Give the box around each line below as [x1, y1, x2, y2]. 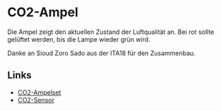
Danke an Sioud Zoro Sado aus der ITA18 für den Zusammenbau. [7, 49, 196, 57]
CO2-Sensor [17, 95, 55, 104]
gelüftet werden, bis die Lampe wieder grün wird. [7, 35, 150, 43]
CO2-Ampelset [17, 88, 61, 96]
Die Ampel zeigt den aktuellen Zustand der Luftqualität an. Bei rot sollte [7, 28, 215, 36]
